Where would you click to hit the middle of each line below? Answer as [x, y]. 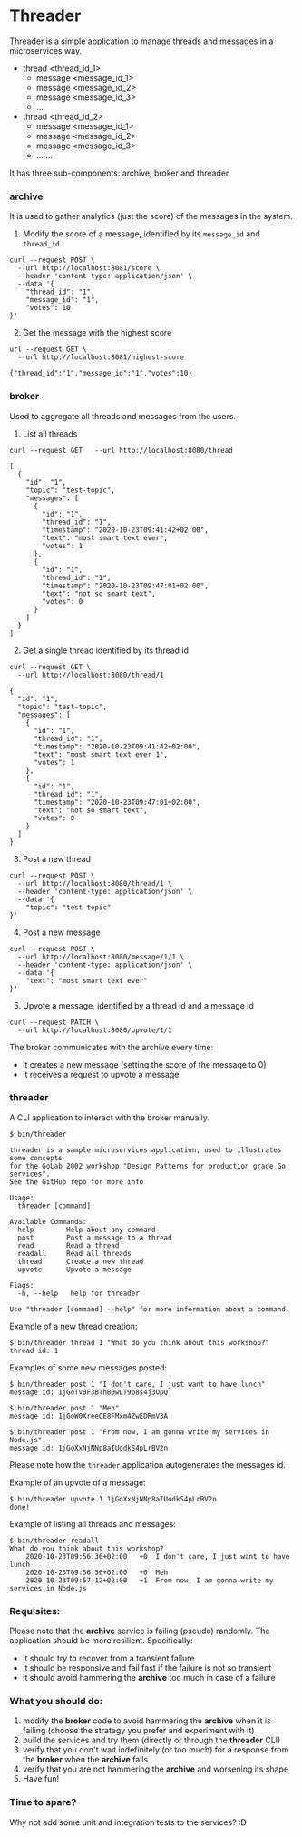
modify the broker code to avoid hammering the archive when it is [147, 1721]
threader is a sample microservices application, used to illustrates [146, 1150]
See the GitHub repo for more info [77, 1182]
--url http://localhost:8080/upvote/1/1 [95, 1030]
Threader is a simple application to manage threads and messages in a [141, 41]
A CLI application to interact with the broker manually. [110, 1117]
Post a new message [62, 932]
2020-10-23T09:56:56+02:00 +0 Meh [97, 1572]
